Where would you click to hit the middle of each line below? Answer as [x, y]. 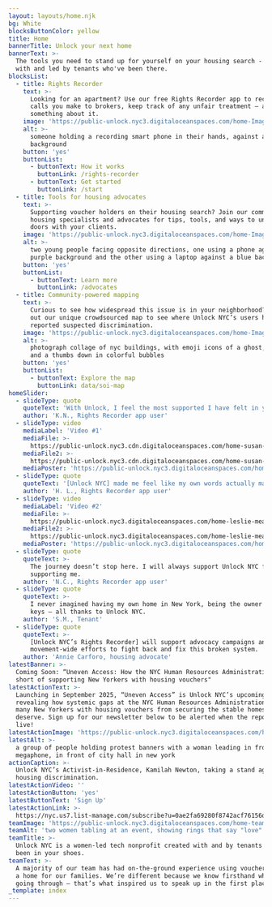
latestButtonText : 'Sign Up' [57, 800]
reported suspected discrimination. [91, 325]
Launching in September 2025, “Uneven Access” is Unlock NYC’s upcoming [141, 694]
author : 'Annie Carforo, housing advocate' [98, 657]
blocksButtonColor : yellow [54, 31]
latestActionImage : [41, 733]
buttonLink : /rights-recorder [88, 174]
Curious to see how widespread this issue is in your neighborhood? [148, 310]
